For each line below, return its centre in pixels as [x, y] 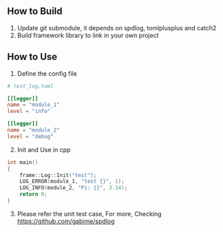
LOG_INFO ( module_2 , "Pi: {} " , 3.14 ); [74, 188]
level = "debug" [30, 136]
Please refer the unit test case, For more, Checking [89, 213]
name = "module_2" [33, 130]
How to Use [32, 57]
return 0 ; [34, 194]
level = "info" [29, 112]
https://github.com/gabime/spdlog [66, 221]
